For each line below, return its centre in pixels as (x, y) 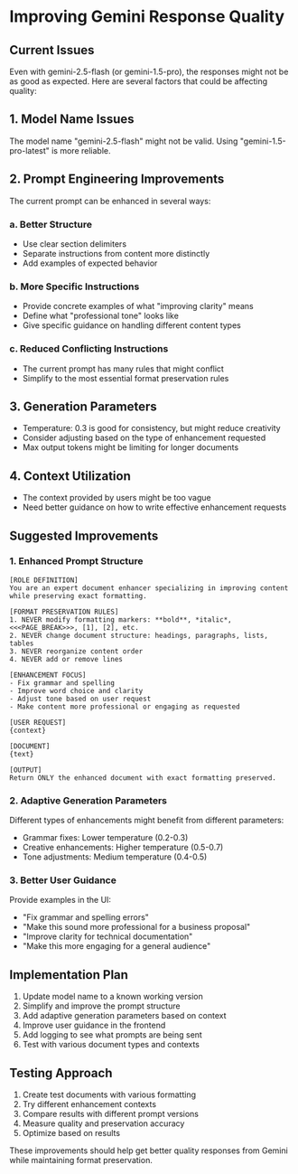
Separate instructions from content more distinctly (116, 253)
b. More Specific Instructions (74, 286)
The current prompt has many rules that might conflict (123, 369)
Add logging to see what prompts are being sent (112, 1035)
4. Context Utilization (70, 476)
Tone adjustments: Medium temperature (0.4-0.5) (115, 857)
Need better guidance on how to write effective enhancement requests (154, 507)
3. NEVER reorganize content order (76, 651)
